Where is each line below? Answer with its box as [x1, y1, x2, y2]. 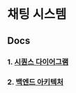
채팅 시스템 [7, 6, 67, 22]
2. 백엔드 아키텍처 [7, 78, 64, 87]
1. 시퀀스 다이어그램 [7, 57, 69, 66]
